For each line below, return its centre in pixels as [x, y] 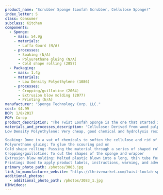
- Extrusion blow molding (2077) [52, 95]
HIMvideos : [16, 185]
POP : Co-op [16, 118]
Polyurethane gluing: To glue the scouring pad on [57, 145]
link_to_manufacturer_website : [37, 172]
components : [17, 28]
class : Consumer [21, 18]
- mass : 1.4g [27, 73]
